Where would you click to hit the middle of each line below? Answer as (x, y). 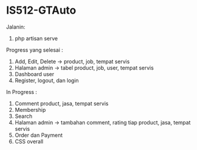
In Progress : (22, 92)
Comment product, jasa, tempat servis (61, 103)
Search (23, 116)
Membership (30, 110)
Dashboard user (34, 74)
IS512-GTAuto (41, 10)
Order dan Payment (39, 135)
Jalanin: (16, 27)
